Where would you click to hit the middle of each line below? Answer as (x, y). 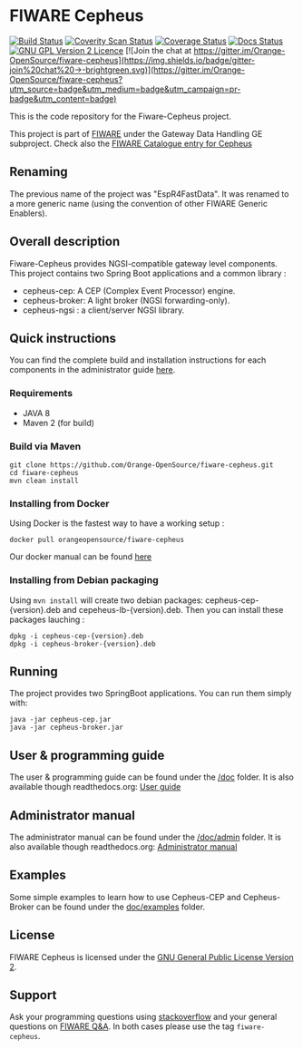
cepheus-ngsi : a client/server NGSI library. (103, 310)
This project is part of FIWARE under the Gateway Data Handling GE (136, 133)
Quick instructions (63, 338)
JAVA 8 (36, 413)
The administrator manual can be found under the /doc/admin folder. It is (146, 837)
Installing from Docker (59, 503)
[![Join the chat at (159, 50)
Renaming (39, 172)
